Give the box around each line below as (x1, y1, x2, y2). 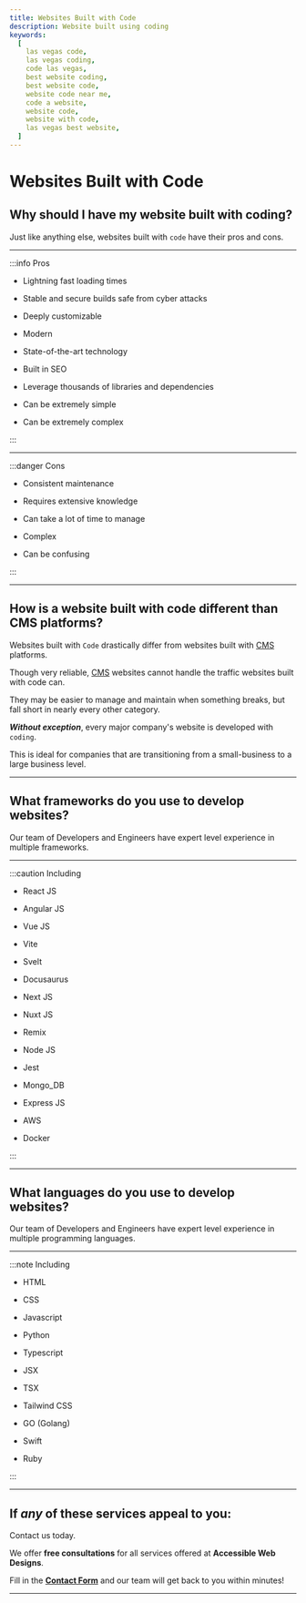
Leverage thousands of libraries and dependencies (22, 381, 214, 392)
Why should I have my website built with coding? (9, 207, 293, 223)
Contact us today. (9, 1530, 76, 1541)
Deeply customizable (22, 311, 102, 322)
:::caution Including (9, 867, 82, 879)
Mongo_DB (22, 1079, 66, 1090)
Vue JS (22, 921, 50, 932)
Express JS (22, 1097, 66, 1108)
